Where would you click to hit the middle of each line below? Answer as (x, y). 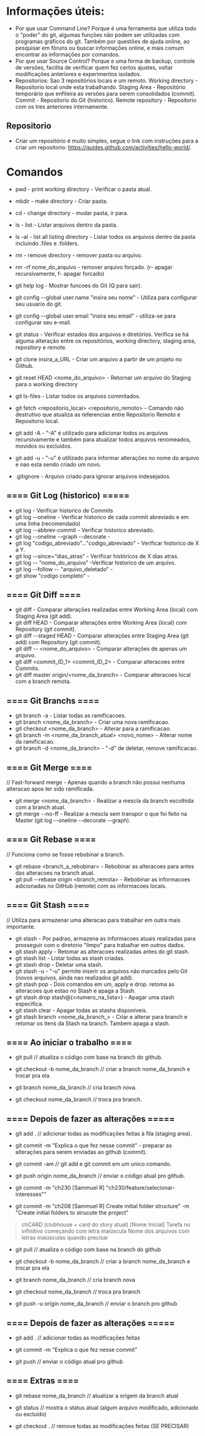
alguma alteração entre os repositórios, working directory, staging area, (106, 341)
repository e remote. (41, 347)
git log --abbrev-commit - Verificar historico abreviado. (85, 530)
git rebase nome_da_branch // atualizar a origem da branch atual (97, 1395)
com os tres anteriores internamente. (62, 106)
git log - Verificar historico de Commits (64, 510)
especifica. (29, 1004)
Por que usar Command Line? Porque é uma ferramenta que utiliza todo (106, 28)
